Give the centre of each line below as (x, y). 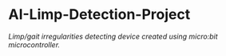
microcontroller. (34, 44)
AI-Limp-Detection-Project (99, 15)
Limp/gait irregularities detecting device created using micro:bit (113, 36)
